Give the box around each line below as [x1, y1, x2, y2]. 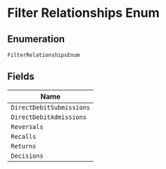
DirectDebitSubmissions [11, 104, 91, 111]
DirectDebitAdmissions [11, 113, 87, 121]
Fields [7, 70, 35, 82]
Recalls [11, 132, 37, 140]
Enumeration [7, 33, 65, 45]
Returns [11, 142, 37, 150]
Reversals [11, 123, 44, 131]
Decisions [11, 151, 44, 160]
